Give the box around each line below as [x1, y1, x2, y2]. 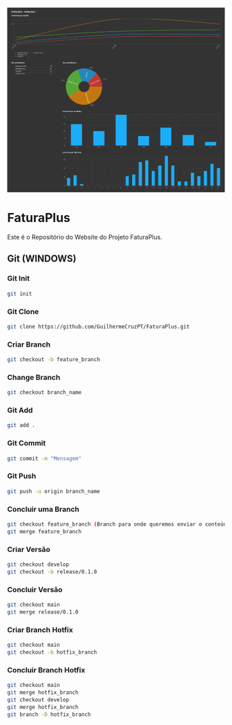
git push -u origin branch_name [7, 488, 100, 495]
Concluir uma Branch [7, 504, 79, 514]
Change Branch [7, 372, 61, 382]
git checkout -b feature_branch [7, 356, 100, 363]
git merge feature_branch [7, 528, 81, 535]
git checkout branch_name [7, 389, 81, 396]
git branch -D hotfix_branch [7, 710, 91, 718]
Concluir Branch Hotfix [7, 665, 86, 674]
